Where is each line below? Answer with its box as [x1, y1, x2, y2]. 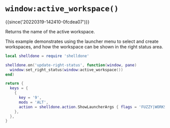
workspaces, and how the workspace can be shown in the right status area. [5, 43, 163, 49]
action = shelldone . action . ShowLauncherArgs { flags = [18, 104, 137, 109]
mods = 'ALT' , [18, 100, 49, 105]
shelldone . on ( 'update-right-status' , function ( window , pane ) [5, 62, 137, 68]
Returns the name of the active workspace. [5, 28, 95, 34]
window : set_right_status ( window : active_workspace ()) [10, 67, 123, 72]
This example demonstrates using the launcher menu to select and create [5, 38, 159, 44]
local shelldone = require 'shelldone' [5, 53, 90, 58]
